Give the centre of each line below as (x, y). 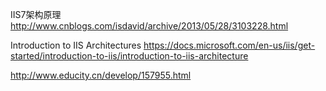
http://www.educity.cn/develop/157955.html (101, 75)
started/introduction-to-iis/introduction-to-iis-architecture (129, 56)
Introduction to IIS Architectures (76, 45)
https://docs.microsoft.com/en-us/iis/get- (229, 45)
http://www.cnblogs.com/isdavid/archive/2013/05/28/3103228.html (149, 26)
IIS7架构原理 (36, 14)
